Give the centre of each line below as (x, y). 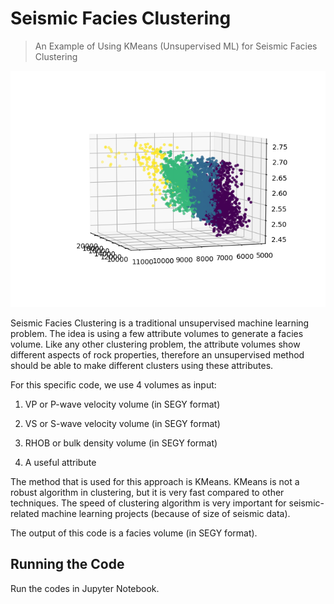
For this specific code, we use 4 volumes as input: (113, 384)
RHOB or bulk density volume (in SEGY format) (121, 443)
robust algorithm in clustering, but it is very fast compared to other (147, 492)
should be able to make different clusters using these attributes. (142, 365)
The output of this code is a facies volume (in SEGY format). (134, 533)
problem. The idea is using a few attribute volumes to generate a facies (157, 333)
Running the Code (67, 564)
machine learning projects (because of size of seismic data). (166, 513)
